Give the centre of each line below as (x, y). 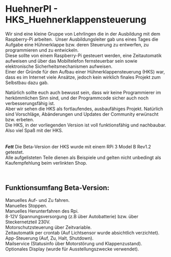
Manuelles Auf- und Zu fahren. (38, 200)
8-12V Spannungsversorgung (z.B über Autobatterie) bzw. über (72, 216)
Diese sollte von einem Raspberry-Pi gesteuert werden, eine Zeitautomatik (83, 55)
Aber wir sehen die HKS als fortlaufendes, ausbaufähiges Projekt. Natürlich (84, 109)
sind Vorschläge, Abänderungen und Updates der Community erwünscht (82, 114)
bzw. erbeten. (20, 119)
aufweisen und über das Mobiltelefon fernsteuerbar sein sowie (71, 61)
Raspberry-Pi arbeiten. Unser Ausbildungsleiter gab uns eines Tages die (82, 39)
